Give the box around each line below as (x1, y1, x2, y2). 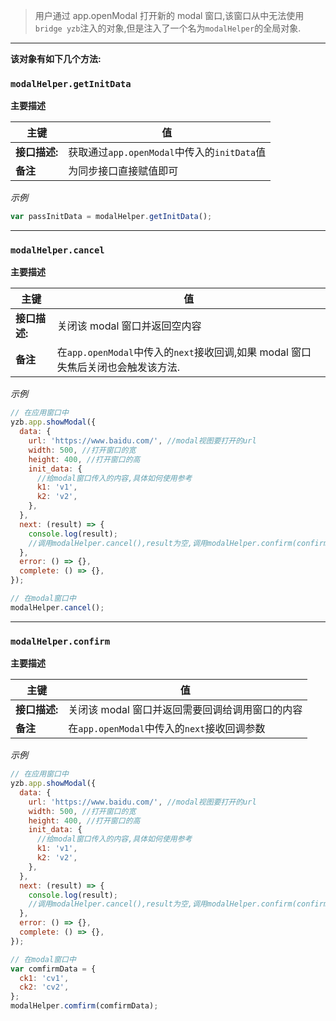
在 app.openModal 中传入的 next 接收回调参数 (68, 722, 266, 736)
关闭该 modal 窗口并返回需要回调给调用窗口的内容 (68, 703, 303, 717)
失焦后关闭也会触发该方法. (56, 360, 181, 374)
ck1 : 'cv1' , (19, 973, 70, 983)
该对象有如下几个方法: (10, 53, 102, 64)
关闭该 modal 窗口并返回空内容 (56, 319, 202, 333)
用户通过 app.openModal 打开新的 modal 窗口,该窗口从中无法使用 (34, 10, 305, 21)
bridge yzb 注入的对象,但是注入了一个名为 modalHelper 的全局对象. (34, 22, 302, 34)
